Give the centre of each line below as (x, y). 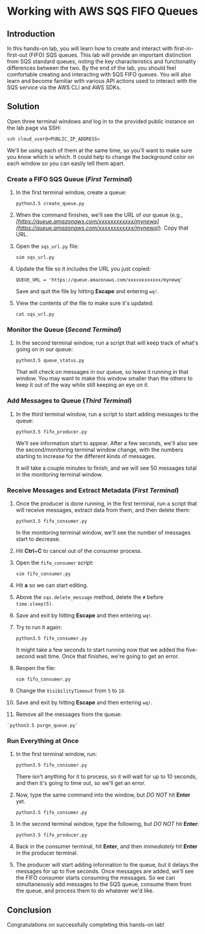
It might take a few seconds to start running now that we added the (100, 650)
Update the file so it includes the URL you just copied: (83, 269)
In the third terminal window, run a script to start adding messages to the (107, 414)
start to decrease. (38, 539)
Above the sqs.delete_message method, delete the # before (89, 597)
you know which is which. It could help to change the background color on (101, 156)
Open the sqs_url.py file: (47, 246)
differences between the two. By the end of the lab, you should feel (92, 68)
